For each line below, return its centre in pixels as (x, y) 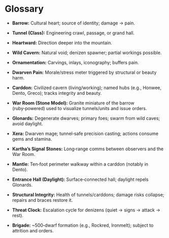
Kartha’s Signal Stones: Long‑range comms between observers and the (88, 149)
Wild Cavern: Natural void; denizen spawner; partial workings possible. (87, 52)
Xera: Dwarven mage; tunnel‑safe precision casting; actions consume (85, 134)
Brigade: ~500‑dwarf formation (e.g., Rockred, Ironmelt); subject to (83, 225)
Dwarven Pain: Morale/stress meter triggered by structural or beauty (84, 72)
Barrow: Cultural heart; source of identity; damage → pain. (74, 23)
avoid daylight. (27, 123)
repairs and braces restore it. (42, 200)
